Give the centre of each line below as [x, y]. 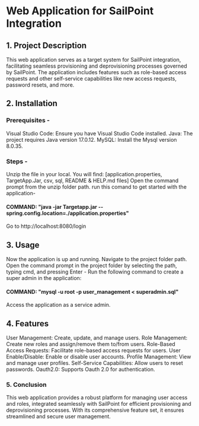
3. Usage [23, 245]
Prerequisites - [28, 120]
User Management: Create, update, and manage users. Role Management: [97, 338]
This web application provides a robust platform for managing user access [97, 398]
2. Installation [32, 104]
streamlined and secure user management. [59, 417]
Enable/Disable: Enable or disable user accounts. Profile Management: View [99, 357]
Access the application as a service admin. [58, 305]
